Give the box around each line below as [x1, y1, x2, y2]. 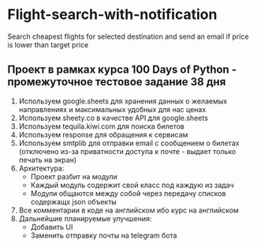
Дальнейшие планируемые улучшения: [18, 213, 152, 223]
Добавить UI [30, 222, 73, 231]
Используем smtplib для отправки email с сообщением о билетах [18, 138, 240, 148]
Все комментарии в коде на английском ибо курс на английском [18, 205, 240, 215]
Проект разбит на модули [30, 171, 117, 181]
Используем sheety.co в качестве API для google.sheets [18, 113, 208, 122]
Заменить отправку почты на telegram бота [30, 231, 177, 240]
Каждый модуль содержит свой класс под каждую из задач [30, 180, 234, 190]
